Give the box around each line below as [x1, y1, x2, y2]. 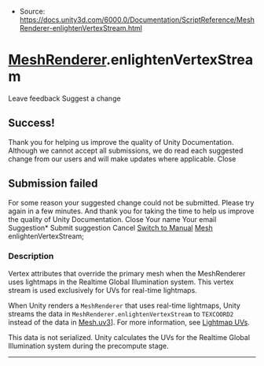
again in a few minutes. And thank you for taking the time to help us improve [8, 206, 255, 216]
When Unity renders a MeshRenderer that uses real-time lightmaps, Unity [8, 301, 241, 310]
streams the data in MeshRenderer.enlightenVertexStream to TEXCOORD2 [8, 309, 234, 318]
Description [8, 251, 54, 262]
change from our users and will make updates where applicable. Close [8, 153, 236, 164]
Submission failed [8, 177, 98, 190]
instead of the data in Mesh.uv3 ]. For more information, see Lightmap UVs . [8, 317, 250, 327]
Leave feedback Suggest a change [8, 94, 121, 103]
